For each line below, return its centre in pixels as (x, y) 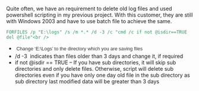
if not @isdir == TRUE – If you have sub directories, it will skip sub (95, 62)
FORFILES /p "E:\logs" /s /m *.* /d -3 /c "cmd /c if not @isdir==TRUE (97, 32)
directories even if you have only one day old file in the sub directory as (102, 75)
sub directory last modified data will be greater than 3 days (87, 81)
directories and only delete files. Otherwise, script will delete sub (94, 68)
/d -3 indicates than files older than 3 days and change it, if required (99, 56)
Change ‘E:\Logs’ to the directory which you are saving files (80, 49)
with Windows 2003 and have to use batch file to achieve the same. (89, 21)
